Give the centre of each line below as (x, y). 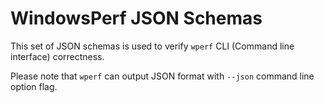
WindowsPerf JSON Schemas (136, 18)
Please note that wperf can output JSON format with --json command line (162, 76)
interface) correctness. (57, 56)
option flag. (34, 86)
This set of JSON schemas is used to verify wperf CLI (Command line (152, 46)
